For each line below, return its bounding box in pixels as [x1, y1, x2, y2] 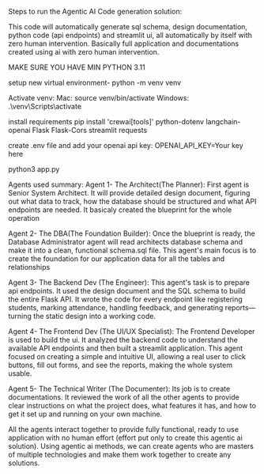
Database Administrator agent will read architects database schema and [8, 237, 243, 246]
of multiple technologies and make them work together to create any [8, 450, 232, 459]
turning [8, 312, 32, 320]
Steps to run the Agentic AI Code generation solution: [8, 7, 183, 16]
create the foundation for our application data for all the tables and [8, 254, 225, 264]
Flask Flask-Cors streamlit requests [32, 126, 148, 135]
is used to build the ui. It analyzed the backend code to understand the [8, 336, 239, 344]
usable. [8, 369, 32, 378]
